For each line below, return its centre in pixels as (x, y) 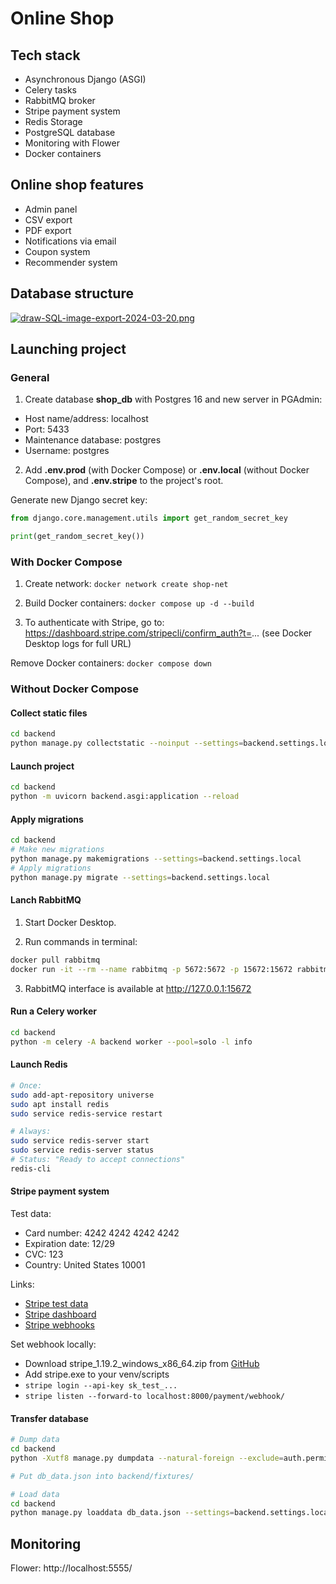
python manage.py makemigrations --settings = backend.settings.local (156, 859)
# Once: (26, 1085)
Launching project (68, 349)
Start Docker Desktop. (70, 922)
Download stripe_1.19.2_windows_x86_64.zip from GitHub (142, 1363)
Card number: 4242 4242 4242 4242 (102, 1233)
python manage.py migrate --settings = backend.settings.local (140, 877)
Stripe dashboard (60, 1314)
